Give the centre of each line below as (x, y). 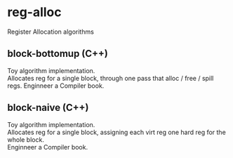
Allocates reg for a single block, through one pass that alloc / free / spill (111, 78)
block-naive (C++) (48, 108)
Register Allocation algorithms (51, 32)
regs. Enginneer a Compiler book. (56, 86)
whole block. (26, 139)
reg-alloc (34, 12)
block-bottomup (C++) (58, 54)
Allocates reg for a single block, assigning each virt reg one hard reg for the (116, 132)
